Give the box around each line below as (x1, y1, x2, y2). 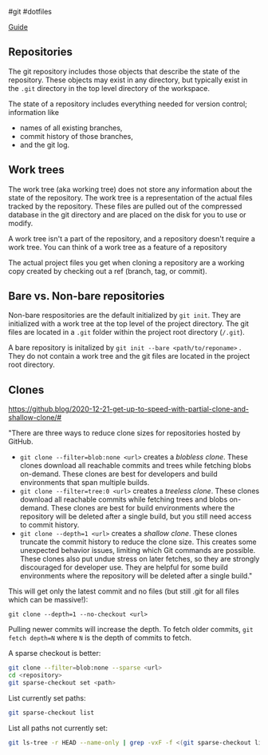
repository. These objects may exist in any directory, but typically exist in (8, 75, 248, 85)
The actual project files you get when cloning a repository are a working (8, 257, 245, 267)
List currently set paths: (8, 693, 86, 702)
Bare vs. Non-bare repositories (8, 289, 165, 303)
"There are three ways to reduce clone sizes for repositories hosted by (8, 428, 241, 438)
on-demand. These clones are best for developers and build (19, 469, 218, 479)
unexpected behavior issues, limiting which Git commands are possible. (19, 546, 256, 555)
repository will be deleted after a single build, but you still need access (19, 511, 252, 522)
